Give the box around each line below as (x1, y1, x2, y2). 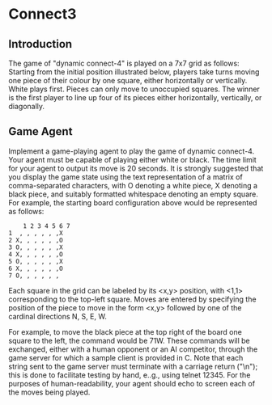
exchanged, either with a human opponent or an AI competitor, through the (8, 344, 258, 354)
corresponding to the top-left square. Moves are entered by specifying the (8, 294, 257, 304)
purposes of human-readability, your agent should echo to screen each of (8, 378, 256, 388)
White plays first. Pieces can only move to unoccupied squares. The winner (8, 84, 261, 94)
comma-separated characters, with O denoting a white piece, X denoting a (8, 180, 257, 190)
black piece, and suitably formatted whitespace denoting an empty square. (8, 189, 259, 199)
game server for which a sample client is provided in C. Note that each (8, 352, 244, 362)
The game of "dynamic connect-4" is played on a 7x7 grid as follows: (8, 58, 240, 68)
